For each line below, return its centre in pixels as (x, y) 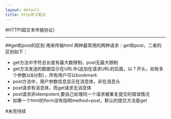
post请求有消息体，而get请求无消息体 (52, 88)
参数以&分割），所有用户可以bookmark (57, 75)
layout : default (22, 10)
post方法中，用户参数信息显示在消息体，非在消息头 (66, 81)
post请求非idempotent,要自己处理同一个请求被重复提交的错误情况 (81, 94)
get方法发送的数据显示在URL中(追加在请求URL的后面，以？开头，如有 (86, 68)
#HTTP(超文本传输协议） (31, 30)
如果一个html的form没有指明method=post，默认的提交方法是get (80, 100)
